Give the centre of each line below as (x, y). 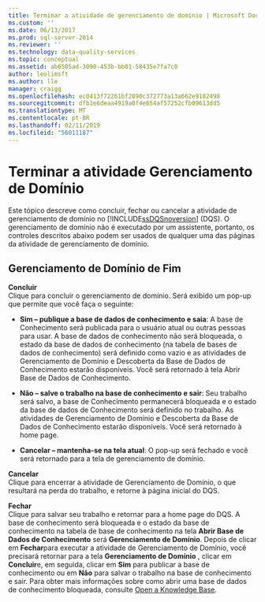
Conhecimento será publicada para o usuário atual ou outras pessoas (132, 328)
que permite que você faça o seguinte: (71, 304)
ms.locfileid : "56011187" (50, 132)
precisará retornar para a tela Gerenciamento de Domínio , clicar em (120, 556)
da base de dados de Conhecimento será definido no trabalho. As (127, 410)
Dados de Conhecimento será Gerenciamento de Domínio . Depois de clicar (132, 540)
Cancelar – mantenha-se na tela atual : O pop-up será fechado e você (134, 451)
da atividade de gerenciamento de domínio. (79, 243)
